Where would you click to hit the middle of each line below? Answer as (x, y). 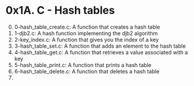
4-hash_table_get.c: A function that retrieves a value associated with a (101, 52)
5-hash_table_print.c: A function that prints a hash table (83, 65)
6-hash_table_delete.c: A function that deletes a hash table (87, 71)
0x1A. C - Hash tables (60, 10)
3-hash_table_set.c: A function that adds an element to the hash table (100, 46)
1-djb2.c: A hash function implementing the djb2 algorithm (86, 33)
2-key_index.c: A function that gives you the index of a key (87, 39)
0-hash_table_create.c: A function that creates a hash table (87, 27)
